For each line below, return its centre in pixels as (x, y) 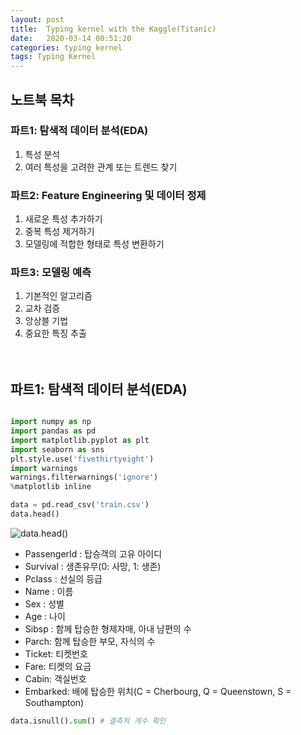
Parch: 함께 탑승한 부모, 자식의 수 (90, 641)
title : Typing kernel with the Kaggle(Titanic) (113, 29)
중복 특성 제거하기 (59, 232)
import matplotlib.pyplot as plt (80, 440)
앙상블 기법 (46, 321)
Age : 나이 (45, 616)
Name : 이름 (49, 591)
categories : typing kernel (66, 47)
